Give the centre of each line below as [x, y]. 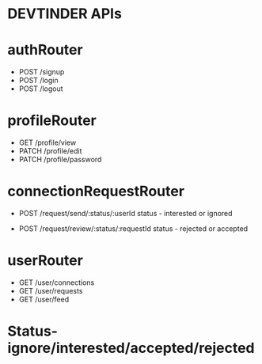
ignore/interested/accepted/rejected [131, 348]
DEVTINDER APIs [65, 14]
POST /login [38, 81]
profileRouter [52, 121]
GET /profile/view [47, 142]
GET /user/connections [57, 282]
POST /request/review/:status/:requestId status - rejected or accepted [133, 229]
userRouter [46, 261]
